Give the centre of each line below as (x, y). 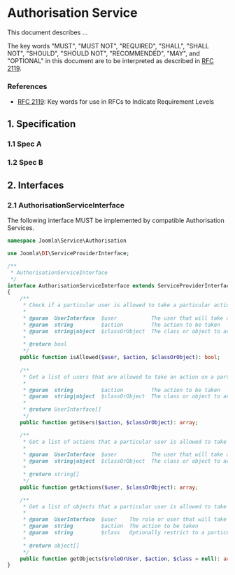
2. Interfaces (36, 185)
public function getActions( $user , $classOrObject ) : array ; (109, 487)
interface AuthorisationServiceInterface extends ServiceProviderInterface (120, 285)
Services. (21, 228)
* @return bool (45, 344)
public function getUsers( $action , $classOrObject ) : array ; (109, 422)
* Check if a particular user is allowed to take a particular (117, 305)
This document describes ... (48, 32)
